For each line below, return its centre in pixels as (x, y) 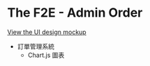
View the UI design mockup (47, 32)
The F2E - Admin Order (75, 13)
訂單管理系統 (36, 46)
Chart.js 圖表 (46, 55)
